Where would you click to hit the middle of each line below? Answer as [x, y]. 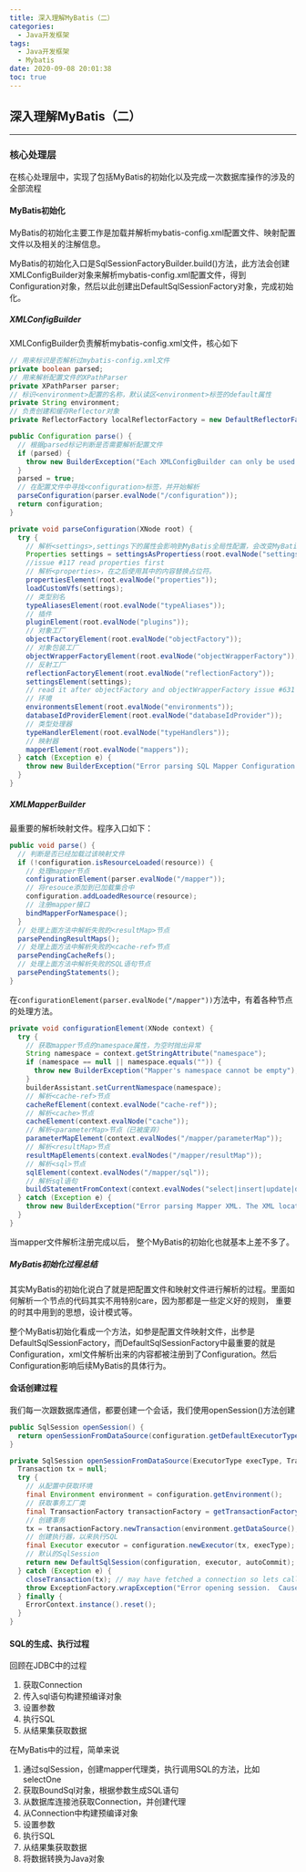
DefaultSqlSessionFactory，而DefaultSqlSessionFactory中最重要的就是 [143, 1342]
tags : [20, 43]
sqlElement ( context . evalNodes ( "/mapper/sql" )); [117, 1173]
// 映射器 [42, 741]
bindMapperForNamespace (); [77, 913]
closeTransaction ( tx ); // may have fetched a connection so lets [153, 1579]
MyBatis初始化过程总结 [54, 1265]
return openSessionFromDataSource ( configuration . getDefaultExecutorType [158, 1436]
